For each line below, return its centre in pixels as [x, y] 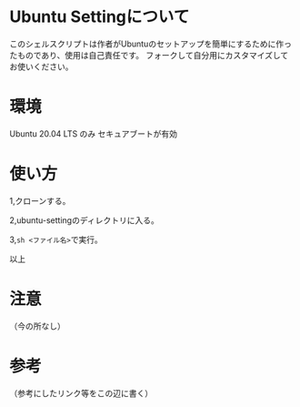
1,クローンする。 [40, 200]
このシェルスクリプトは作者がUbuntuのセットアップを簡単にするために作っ [151, 44]
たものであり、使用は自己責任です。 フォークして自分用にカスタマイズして [149, 55]
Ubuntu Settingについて [100, 17]
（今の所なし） [37, 326]
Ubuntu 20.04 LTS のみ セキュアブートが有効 [94, 133]
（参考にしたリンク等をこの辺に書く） [81, 393]
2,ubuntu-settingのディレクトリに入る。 [84, 220]
